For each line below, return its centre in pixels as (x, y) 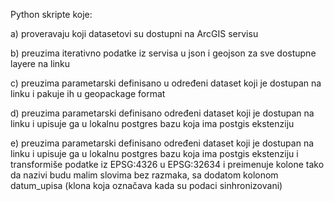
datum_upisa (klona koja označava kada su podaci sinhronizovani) (146, 185)
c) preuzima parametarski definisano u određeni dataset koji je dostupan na (166, 83)
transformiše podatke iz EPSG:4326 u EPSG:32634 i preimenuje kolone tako (167, 164)
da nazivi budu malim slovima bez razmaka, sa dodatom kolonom (144, 175)
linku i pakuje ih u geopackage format (88, 93)
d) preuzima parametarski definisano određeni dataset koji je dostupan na (162, 113)
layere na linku (40, 63)
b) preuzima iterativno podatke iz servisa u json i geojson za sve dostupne (163, 53)
